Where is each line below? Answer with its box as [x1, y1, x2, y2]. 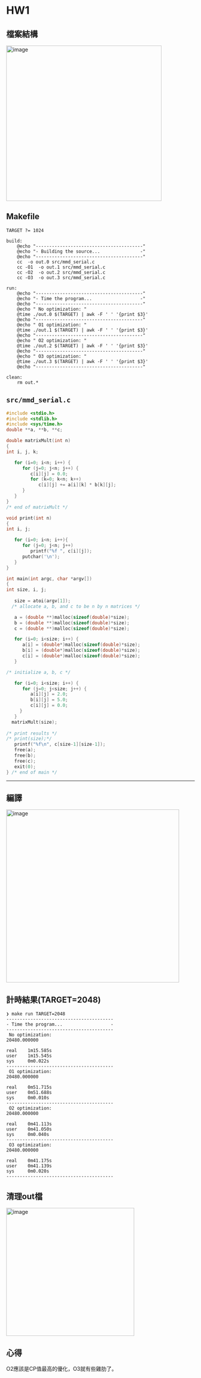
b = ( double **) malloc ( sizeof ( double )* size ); [14, 620, 130, 626]
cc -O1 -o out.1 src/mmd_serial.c [17, 264, 106, 270]
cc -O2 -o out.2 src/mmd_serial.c [17, 269, 106, 276]
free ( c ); [14, 758, 36, 764]
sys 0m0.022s [6, 1058, 50, 1064]
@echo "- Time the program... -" [17, 295, 146, 301]
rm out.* [17, 379, 39, 385]
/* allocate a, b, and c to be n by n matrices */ [11, 603, 141, 609]
